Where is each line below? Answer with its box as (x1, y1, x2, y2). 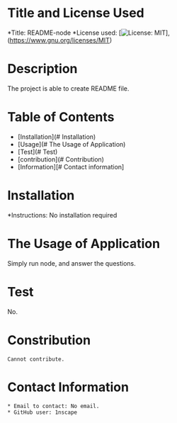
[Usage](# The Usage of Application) (17, 140, 126, 148)
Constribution (7, 332, 91, 348)
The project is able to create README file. (7, 84, 130, 93)
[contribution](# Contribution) (17, 154, 105, 164)
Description (7, 61, 78, 77)
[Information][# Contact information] (17, 162, 125, 171)
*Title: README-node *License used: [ (7, 28, 122, 37)
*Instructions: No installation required (7, 210, 118, 219)
